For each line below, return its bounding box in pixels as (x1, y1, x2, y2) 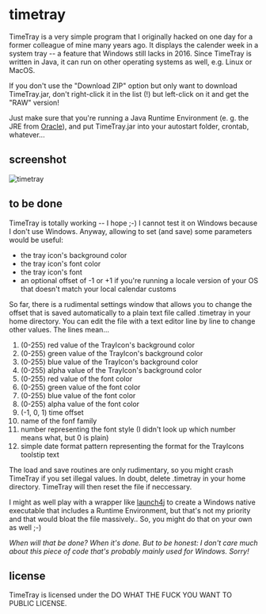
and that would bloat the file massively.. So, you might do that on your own (9, 514, 253, 524)
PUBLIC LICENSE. (9, 599, 67, 608)
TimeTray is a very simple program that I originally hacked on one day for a (9, 32, 253, 41)
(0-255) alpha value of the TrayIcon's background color (20, 365, 203, 374)
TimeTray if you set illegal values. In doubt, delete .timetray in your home (9, 474, 246, 483)
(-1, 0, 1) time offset (20, 407, 84, 417)
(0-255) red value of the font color (20, 374, 133, 383)
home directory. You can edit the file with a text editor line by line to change (9, 316, 256, 326)
